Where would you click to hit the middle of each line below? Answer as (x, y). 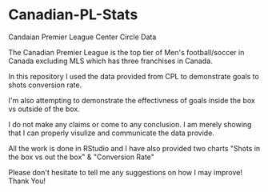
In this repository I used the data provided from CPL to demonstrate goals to (134, 76)
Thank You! (27, 181)
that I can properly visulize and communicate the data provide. (111, 133)
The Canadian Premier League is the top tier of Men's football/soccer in (126, 52)
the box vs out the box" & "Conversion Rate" (81, 157)
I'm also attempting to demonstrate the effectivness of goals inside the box (132, 100)
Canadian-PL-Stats (73, 15)
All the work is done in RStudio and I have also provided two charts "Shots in (134, 148)
